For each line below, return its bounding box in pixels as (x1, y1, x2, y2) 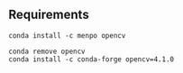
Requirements (8, 7, 89, 23)
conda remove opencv (8, 47, 87, 56)
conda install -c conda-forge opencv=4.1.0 (8, 54, 175, 64)
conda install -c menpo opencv (8, 31, 126, 40)
